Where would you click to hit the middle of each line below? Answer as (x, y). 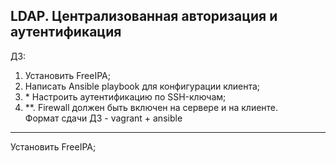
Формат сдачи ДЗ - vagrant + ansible (103, 118)
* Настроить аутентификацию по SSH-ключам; (125, 96)
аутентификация (66, 32)
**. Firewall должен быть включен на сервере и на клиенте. (151, 107)
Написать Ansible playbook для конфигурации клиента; (142, 86)
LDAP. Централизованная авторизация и (144, 16)
